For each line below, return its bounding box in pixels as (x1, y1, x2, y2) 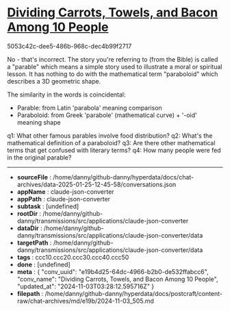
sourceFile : (16, 173, 52, 181)
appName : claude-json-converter (16, 187, 114, 196)
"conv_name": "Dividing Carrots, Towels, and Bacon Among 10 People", (16, 275, 218, 283)
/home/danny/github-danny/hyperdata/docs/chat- (52, 173, 194, 181)
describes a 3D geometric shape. (7, 77, 101, 85)
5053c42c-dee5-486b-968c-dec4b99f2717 (7, 42, 132, 50)
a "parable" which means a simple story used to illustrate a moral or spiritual (7, 62, 222, 71)
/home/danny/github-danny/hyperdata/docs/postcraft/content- (44, 289, 223, 297)
